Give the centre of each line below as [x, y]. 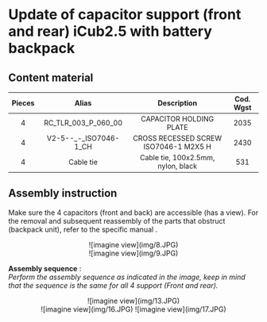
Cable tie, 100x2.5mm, [177, 158]
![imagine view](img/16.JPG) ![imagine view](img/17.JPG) [133, 309]
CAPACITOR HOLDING [177, 119]
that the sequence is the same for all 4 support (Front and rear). [113, 285]
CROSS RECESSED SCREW [178, 138]
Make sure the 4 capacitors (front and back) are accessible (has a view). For [133, 213]
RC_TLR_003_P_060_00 [83, 123]
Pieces [23, 103]
